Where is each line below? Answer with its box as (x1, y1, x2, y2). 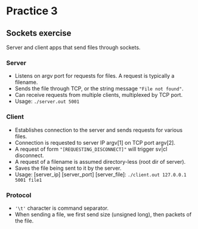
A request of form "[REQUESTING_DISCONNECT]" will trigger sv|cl (14, 145, 168, 152)
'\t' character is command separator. (14, 204, 109, 212)
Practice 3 (6, 4, 58, 18)
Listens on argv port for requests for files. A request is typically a (14, 72, 175, 80)
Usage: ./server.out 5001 (14, 97, 79, 105)
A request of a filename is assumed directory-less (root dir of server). (14, 158, 186, 165)
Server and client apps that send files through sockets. (6, 44, 141, 51)
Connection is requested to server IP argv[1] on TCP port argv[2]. (14, 139, 176, 146)
